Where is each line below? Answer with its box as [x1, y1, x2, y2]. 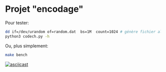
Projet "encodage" [5, 3, 83, 15]
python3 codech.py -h [5, 34, 50, 39]
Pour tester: [5, 20, 29, 26]
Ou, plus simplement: [5, 43, 48, 49]
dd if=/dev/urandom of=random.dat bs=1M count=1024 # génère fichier [5, 29, 156, 34]
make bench [5, 52, 28, 57]
